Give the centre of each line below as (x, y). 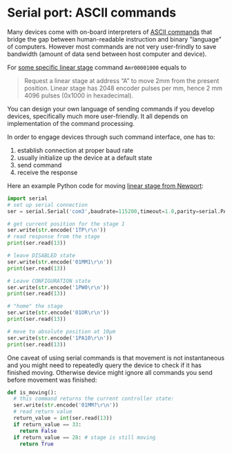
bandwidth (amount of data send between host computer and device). (107, 54)
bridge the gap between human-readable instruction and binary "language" (115, 39)
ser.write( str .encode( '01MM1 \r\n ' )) (60, 262)
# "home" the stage (35, 306)
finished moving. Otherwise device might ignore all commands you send (110, 372)
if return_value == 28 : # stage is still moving (85, 437)
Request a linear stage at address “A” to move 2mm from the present (122, 80)
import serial (28, 198)
